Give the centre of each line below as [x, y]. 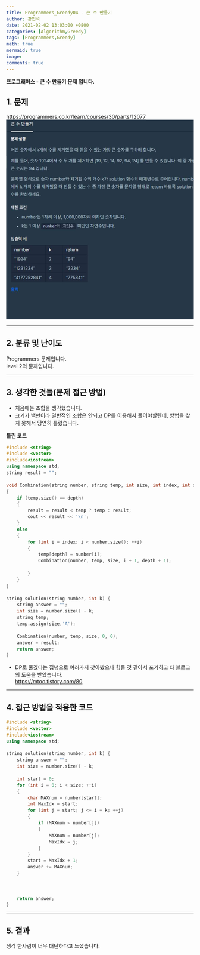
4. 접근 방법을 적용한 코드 [50, 707]
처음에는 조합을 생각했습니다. [48, 408]
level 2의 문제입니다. [30, 366]
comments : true [25, 63]
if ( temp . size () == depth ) [50, 498]
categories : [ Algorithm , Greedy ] [46, 32]
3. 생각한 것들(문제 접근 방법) [56, 392]
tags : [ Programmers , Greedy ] [41, 38]
